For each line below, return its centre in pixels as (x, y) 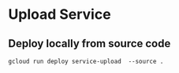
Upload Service (60, 15)
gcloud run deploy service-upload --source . (86, 61)
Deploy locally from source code (89, 44)
